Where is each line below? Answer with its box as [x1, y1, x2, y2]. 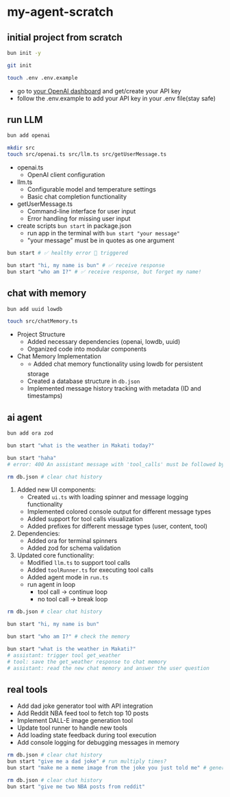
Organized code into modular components [27, 345, 147, 354]
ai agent [7, 411, 42, 423]
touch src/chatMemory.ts [7, 318, 78, 325]
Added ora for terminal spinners [27, 537, 118, 545]
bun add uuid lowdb [7, 305, 63, 312]
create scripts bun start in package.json [16, 222, 132, 230]
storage [27, 370, 49, 378]
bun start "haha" [7, 454, 57, 461]
